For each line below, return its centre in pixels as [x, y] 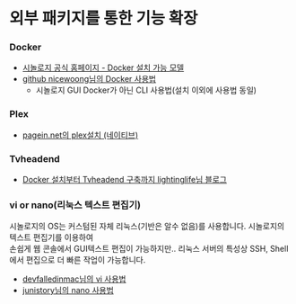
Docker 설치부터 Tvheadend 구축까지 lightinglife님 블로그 [124, 180]
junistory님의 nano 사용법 [68, 291]
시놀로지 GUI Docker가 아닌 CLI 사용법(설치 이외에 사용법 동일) [146, 90]
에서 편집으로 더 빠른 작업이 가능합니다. [78, 260]
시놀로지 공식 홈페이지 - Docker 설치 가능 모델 [103, 67]
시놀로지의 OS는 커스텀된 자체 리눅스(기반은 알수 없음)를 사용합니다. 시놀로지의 [147, 227]
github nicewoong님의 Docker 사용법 [89, 79]
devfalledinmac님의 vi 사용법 [74, 279]
